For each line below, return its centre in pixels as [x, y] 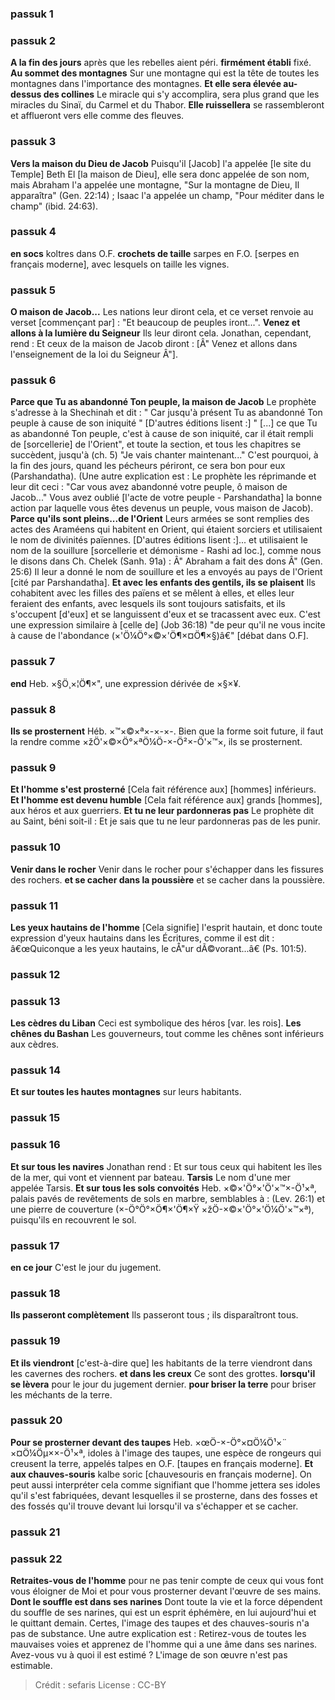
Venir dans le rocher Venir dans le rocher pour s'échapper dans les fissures [167, 869]
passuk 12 [35, 974]
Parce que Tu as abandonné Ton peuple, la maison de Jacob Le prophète [163, 402]
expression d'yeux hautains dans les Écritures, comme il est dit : [142, 938]
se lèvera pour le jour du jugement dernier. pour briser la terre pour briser [163, 1384]
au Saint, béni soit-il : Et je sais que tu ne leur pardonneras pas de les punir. [165, 821]
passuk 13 [35, 1001]
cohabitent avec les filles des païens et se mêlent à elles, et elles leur [152, 593]
